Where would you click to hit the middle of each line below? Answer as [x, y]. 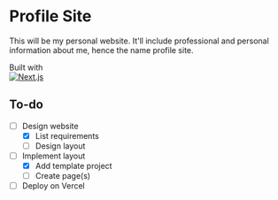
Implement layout [54, 156]
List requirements [67, 135]
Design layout [60, 146]
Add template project [73, 166]
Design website [50, 126]
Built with [26, 67]
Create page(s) [63, 176]
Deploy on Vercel [54, 186]
